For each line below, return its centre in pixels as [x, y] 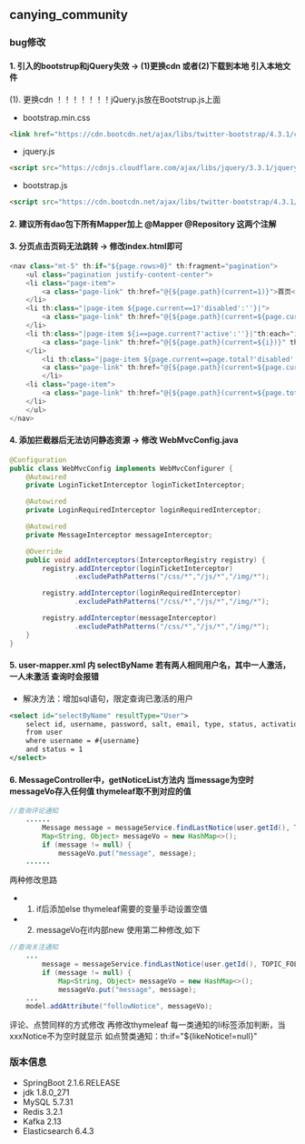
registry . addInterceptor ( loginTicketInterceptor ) [138, 568]
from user [44, 733]
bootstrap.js [45, 186]
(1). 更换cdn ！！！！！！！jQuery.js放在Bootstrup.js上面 [115, 99]
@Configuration [38, 460]
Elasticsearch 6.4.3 [58, 1130]
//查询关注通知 [34, 948]
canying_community [69, 15]
